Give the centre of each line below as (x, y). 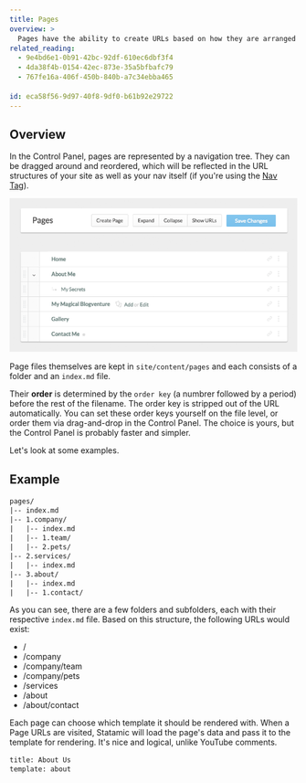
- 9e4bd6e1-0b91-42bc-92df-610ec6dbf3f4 (95, 58)
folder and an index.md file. (60, 376)
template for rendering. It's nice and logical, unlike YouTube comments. (143, 742)
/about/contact (51, 705)
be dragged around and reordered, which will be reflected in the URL (139, 166)
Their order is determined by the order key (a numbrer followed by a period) (153, 394)
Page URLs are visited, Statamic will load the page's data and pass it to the (150, 733)
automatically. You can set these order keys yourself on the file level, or (144, 413)
